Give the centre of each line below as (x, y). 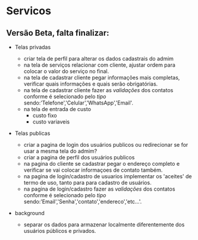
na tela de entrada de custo (57, 109)
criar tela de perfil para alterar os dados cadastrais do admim (99, 59)
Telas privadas (33, 47)
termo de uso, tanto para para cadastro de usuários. (87, 183)
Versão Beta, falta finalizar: (58, 33)
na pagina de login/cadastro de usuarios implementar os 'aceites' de (108, 176)
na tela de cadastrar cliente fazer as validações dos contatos (98, 90)
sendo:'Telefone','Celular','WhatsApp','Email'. (78, 103)
